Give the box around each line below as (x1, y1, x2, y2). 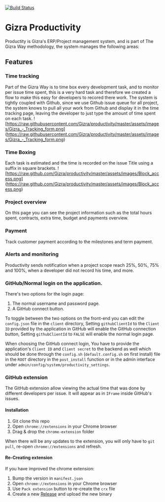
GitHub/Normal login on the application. (5, 280, 102, 287)
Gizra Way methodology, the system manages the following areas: (5, 43, 139, 49)
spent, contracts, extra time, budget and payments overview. (5, 215, 129, 221)
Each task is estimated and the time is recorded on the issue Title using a (5, 160, 154, 166)
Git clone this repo (12, 418, 50, 424)
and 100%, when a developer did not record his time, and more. (5, 267, 134, 273)
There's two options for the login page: (5, 291, 84, 297)
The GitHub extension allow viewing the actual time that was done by (5, 385, 145, 391)
